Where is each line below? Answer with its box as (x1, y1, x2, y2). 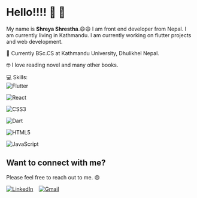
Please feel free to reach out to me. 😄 (6, 173, 101, 181)
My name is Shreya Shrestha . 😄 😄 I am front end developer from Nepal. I (6, 25, 187, 32)
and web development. (6, 38, 63, 45)
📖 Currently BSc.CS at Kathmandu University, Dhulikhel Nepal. (6, 49, 160, 56)
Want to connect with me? (6, 158, 106, 168)
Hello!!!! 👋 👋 (6, 5, 66, 19)
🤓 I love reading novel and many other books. (6, 61, 119, 68)
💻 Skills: (6, 73, 28, 80)
